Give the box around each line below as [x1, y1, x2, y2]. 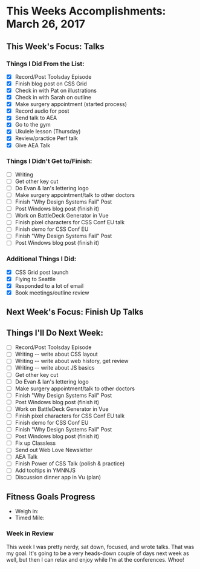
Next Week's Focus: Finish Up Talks [6, 307, 144, 318]
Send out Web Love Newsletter [15, 447, 92, 454]
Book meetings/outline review [15, 289, 89, 296]
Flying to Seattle [15, 275, 56, 282]
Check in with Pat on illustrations [15, 87, 97, 94]
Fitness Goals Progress [6, 491, 95, 502]
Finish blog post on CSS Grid [15, 80, 88, 87]
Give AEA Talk [15, 141, 50, 149]
